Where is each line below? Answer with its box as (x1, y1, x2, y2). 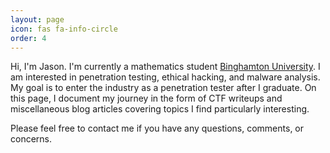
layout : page (10, 14, 65, 25)
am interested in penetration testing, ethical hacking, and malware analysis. (10, 71, 321, 83)
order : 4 (10, 33, 47, 43)
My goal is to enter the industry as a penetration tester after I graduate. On (10, 82, 317, 94)
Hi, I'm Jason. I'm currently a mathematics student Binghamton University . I (10, 61, 321, 73)
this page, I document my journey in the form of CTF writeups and (10, 92, 283, 105)
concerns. (10, 133, 53, 145)
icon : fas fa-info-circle (10, 24, 118, 34)
